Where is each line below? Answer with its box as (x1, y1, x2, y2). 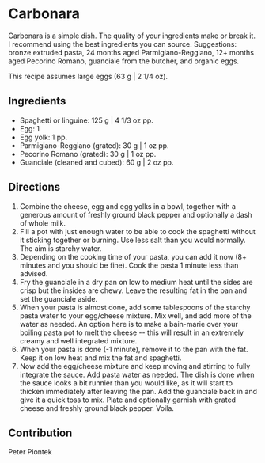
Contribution (8, 426, 73, 439)
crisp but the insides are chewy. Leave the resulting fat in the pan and (19, 286, 248, 295)
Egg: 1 (19, 123, 40, 133)
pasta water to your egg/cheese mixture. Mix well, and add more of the (19, 310, 252, 321)
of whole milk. (19, 218, 66, 228)
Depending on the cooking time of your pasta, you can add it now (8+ (19, 252, 247, 261)
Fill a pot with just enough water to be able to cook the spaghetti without (19, 226, 256, 236)
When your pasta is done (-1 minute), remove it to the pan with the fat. (19, 344, 248, 354)
